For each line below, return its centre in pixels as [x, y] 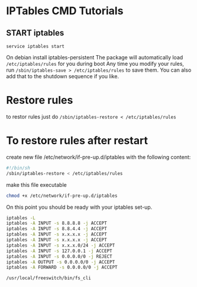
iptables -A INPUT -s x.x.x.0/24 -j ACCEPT [61, 245]
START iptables [35, 33]
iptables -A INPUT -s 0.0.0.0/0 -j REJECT [59, 256]
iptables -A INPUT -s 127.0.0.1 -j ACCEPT [59, 251]
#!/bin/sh [18, 168]
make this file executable [36, 184]
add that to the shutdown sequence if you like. [63, 76]
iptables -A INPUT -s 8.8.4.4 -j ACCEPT [57, 229]
